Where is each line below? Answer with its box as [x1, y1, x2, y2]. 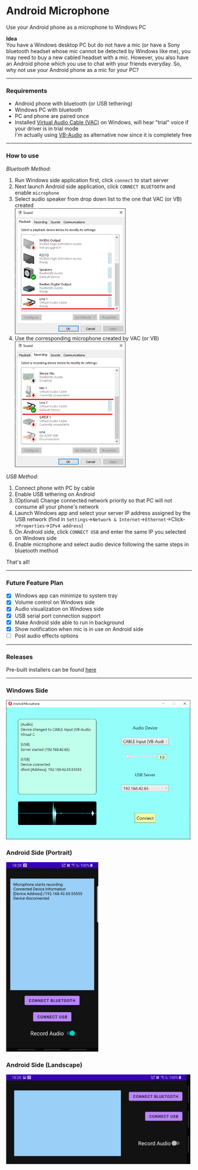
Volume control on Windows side [14, 599, 95, 606]
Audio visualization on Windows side [14, 606, 104, 613]
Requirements [6, 87, 48, 95]
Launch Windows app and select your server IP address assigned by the [14, 510, 191, 517]
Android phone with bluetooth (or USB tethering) [14, 100, 133, 107]
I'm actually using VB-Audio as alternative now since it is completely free [14, 132, 192, 139]
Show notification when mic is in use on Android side [14, 625, 144, 632]
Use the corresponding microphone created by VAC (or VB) [14, 334, 159, 341]
